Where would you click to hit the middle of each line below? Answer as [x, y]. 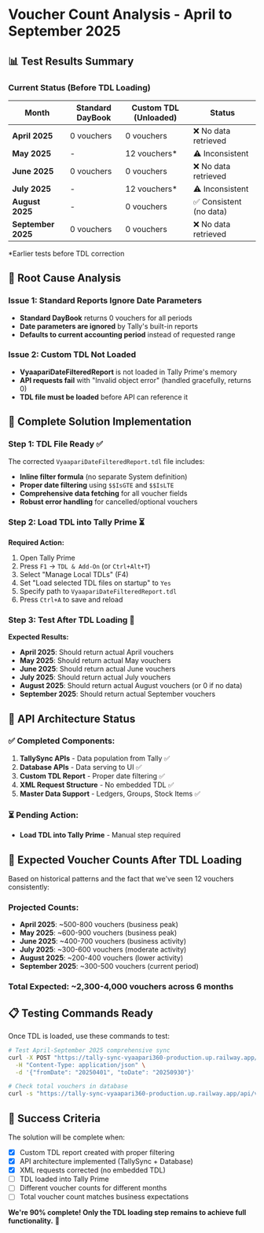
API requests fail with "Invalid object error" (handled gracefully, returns [135, 380]
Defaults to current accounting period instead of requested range [127, 334]
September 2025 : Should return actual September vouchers [117, 694]
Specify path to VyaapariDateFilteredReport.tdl [98, 591]
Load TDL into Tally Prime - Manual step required [100, 835]
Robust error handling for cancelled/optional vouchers [108, 502]
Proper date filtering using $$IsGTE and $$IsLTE [97, 484]
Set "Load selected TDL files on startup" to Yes [95, 583]
